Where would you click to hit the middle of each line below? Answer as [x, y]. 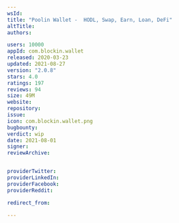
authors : [19, 32]
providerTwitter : [32, 172]
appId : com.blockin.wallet [45, 51]
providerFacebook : [33, 184]
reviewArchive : [29, 153]
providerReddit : [30, 190]
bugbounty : [23, 127]
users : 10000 [26, 45]
